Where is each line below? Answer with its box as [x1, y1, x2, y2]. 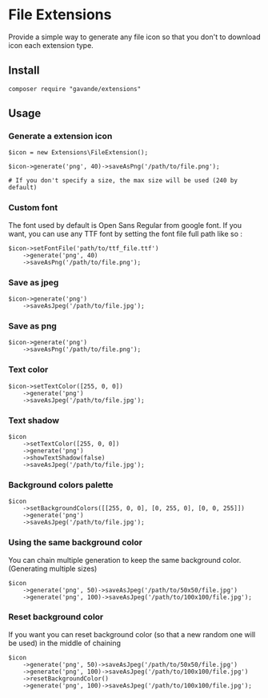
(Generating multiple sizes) [8, 564, 98, 573]
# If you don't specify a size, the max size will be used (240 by [8, 177, 238, 185]
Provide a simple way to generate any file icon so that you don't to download [8, 32, 261, 42]
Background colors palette [8, 479, 114, 490]
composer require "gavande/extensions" [8, 85, 142, 93]
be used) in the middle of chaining [8, 638, 122, 648]
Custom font [8, 202, 58, 213]
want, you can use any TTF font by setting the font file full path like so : [8, 229, 242, 238]
